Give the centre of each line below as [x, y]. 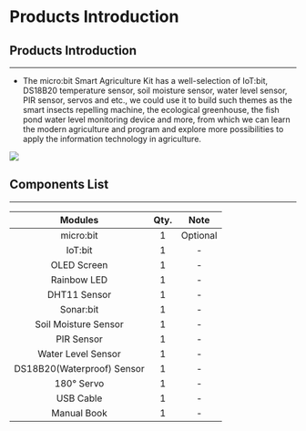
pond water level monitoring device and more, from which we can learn [157, 119]
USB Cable [79, 398]
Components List [59, 185]
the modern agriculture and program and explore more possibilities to [153, 129]
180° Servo [79, 383]
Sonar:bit [79, 309]
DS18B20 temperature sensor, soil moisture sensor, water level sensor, [155, 90]
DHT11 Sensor [79, 294]
